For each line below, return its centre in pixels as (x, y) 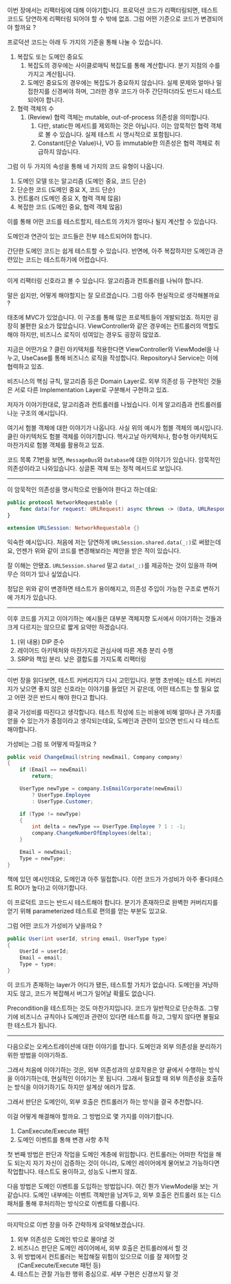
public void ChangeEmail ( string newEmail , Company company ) (95, 757)
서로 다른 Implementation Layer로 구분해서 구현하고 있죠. (92, 390)
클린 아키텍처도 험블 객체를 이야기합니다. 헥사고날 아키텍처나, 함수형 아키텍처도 (113, 436)
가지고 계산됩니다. (51, 74)
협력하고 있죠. (26, 367)
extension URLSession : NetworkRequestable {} (73, 528)
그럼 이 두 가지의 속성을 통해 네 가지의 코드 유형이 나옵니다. (86, 166)
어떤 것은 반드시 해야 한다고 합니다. (61, 697)
